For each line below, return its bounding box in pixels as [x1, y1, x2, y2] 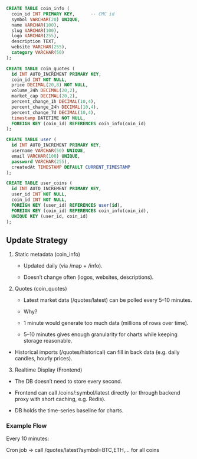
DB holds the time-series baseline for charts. [14, 407, 124, 414]
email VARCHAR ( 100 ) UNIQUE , [11, 153, 81, 159]
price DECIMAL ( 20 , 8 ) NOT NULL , [11, 82, 88, 88]
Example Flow [6, 422, 47, 430]
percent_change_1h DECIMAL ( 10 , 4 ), [11, 99, 96, 105]
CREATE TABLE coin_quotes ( [6, 66, 75, 71]
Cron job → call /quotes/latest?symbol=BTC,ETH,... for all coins [6, 447, 160, 454]
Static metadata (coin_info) [14, 251, 81, 258]
